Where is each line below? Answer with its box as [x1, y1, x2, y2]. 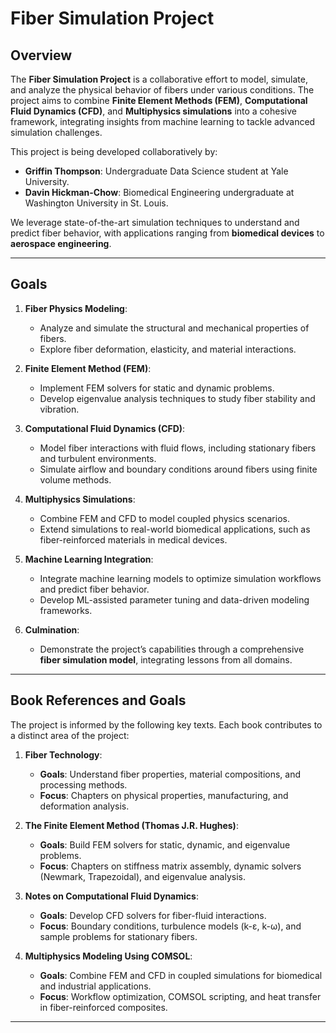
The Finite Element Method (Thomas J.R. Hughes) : [24, 819, 239, 831]
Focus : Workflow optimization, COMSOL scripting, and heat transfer [39, 990, 322, 1002]
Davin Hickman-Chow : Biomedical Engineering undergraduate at [24, 187, 295, 198]
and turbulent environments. [39, 452, 157, 464]
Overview [10, 47, 73, 64]
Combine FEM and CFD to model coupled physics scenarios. [39, 512, 290, 524]
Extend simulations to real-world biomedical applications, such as [39, 523, 311, 535]
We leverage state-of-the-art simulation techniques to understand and [10, 217, 300, 228]
